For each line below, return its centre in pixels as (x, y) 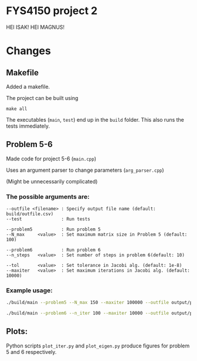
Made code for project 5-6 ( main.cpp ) (51, 158)
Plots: (17, 331)
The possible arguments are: (48, 196)
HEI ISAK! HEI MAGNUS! (35, 27)
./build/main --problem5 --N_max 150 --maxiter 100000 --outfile (87, 303)
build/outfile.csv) (30, 214)
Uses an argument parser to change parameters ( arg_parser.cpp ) (85, 170)
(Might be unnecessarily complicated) (52, 181)
